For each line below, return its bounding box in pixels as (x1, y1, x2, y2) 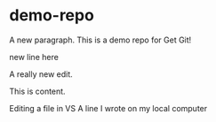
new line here (9, 51, 60, 62)
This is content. (9, 86, 66, 96)
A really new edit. (9, 68, 73, 80)
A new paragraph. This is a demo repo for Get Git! (9, 34, 192, 45)
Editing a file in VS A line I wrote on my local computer (9, 103, 208, 113)
